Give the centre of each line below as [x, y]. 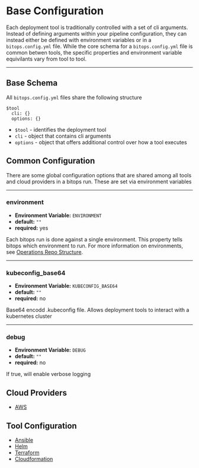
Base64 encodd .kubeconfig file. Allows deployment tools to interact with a [98, 310]
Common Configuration [51, 161]
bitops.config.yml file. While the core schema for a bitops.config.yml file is [99, 46]
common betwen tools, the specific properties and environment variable [94, 52]
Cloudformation [34, 459]
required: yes [31, 228]
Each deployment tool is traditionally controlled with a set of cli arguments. [97, 27]
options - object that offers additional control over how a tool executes [101, 142]
